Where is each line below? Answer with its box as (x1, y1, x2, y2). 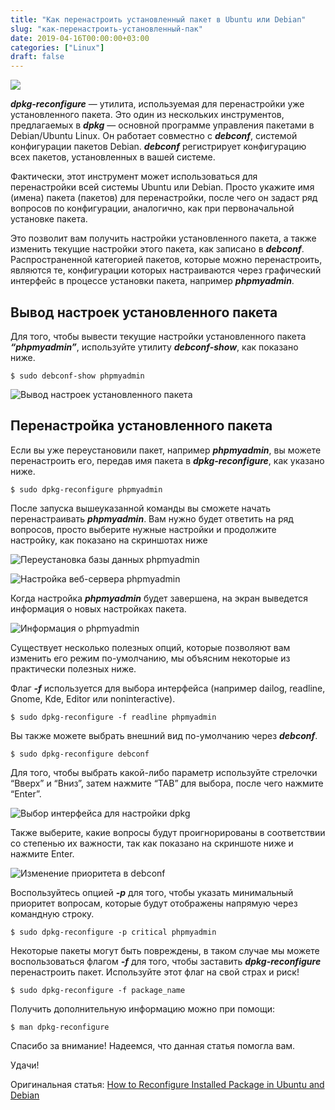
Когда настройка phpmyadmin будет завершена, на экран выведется (10, 592, 308, 604)
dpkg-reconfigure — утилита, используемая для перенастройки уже (10, 98, 305, 110)
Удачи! (10, 1059, 40, 1071)
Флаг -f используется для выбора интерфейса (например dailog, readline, (10, 682, 326, 694)
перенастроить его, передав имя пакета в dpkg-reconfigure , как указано (10, 454, 325, 466)
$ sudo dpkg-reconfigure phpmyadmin (10, 484, 163, 495)
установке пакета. (10, 213, 88, 225)
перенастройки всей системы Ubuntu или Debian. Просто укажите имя (10, 181, 315, 193)
